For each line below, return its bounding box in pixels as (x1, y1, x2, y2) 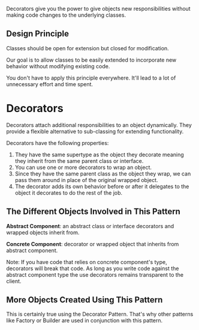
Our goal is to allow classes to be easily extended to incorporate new (6, 56, 177, 63)
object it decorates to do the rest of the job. (14, 189, 123, 196)
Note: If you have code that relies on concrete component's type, (6, 258, 167, 265)
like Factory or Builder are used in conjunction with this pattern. (6, 317, 163, 324)
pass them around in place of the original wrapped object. (14, 176, 158, 183)
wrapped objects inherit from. (6, 229, 80, 236)
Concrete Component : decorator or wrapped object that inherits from (6, 240, 179, 247)
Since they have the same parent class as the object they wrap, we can (14, 170, 191, 177)
